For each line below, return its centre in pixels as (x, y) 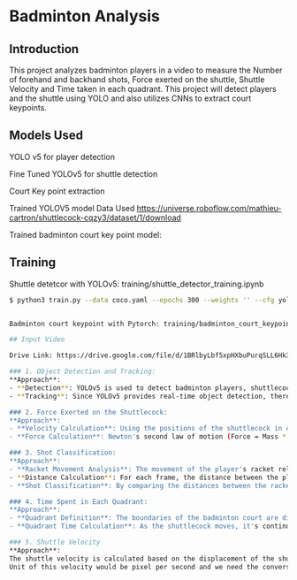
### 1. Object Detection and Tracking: (83, 372)
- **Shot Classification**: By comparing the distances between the (138, 485)
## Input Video (37, 340)
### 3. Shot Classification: (63, 453)
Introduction (44, 49)
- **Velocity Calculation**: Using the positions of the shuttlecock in (146, 429)
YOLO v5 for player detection (62, 156)
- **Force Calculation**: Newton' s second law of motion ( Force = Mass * (148, 437)
